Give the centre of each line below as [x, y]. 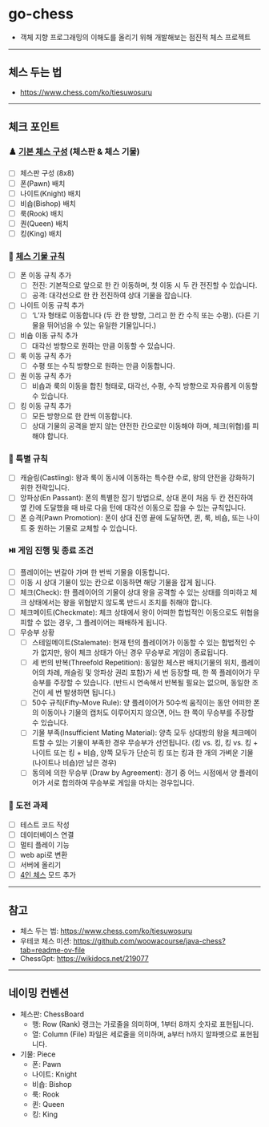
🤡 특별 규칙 [28, 458]
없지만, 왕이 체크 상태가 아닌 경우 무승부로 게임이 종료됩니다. [134, 652]
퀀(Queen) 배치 [44, 223]
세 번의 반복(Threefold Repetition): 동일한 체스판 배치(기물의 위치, [135, 663]
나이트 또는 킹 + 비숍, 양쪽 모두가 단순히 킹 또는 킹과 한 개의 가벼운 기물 [143, 753]
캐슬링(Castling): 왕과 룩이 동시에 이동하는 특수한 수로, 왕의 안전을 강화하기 [137, 478]
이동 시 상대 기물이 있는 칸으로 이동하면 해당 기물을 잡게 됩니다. [118, 582]
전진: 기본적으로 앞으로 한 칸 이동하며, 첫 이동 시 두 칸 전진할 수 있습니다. [145, 285]
